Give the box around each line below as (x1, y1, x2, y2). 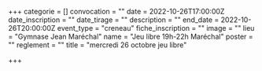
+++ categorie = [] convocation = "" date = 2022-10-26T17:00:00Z (8, 7, 225, 16)
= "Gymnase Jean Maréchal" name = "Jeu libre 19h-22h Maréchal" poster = (8, 32, 253, 41)
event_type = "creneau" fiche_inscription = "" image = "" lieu (57, 24, 255, 32)
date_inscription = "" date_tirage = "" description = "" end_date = (8, 15, 220, 24)
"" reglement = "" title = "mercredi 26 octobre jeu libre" (8, 40, 187, 50)
